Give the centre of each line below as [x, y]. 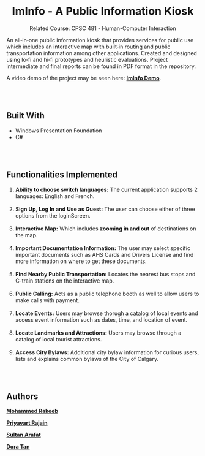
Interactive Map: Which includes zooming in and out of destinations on [106, 229]
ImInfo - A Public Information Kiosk [103, 11]
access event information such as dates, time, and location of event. [101, 319]
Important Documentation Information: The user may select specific [103, 248]
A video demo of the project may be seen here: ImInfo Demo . [84, 78]
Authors [22, 396]
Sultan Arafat [24, 435]
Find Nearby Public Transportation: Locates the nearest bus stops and [105, 274]
